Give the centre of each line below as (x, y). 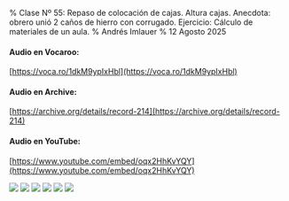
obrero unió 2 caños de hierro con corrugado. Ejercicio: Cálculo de (131, 22)
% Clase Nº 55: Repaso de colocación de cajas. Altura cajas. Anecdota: (140, 13)
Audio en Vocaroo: (44, 51)
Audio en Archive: (43, 91)
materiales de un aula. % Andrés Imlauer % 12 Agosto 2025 (118, 31)
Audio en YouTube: (45, 141)
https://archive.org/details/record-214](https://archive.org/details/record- (146, 112)
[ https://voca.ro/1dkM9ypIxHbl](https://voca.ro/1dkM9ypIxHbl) (123, 72)
